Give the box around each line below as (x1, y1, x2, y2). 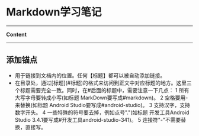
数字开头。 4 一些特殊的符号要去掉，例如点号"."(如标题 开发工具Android (14, 109, 190, 116)
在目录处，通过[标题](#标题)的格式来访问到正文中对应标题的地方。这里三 (14, 79, 192, 86)
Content (6, 31, 27, 38)
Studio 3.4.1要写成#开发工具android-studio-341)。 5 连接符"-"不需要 (14, 116, 181, 123)
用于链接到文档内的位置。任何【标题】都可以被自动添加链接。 (14, 72, 166, 79)
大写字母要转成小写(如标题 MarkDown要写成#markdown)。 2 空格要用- (14, 94, 188, 101)
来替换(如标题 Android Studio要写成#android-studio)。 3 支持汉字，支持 (14, 101, 191, 108)
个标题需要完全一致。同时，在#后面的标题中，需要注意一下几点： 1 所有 (14, 86, 190, 93)
